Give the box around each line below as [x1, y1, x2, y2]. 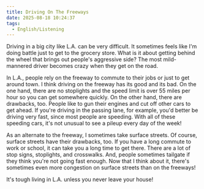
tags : [6, 20, 20, 26]
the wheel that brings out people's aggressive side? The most [6, 56, 162, 63]
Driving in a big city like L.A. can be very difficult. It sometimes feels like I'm [6, 43, 197, 50]
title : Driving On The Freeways [6, 9, 89, 15]
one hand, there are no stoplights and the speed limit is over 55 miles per [6, 87, 191, 95]
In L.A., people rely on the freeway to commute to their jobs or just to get [6, 74, 190, 81]
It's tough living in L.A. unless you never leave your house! [6, 176, 154, 183]
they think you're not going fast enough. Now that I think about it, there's [6, 157, 190, 165]
